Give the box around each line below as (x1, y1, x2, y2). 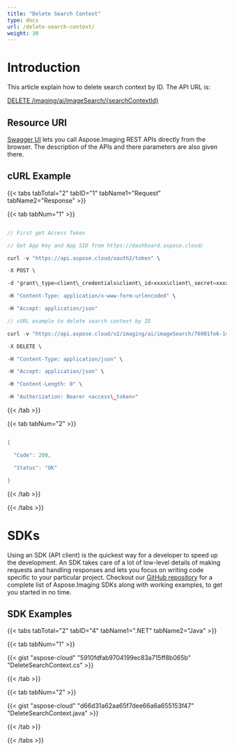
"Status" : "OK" (13, 464, 58, 472)
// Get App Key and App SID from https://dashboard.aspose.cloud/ (7, 242, 204, 249)
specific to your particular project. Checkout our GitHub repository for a (7, 573, 213, 581)
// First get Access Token (7, 229, 86, 236)
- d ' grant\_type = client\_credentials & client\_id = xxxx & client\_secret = (7, 280, 217, 287)
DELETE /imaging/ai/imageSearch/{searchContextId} (7, 96, 159, 105)
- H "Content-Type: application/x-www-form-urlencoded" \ (7, 293, 176, 300)
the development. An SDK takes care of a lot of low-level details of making (7, 558, 221, 567)
